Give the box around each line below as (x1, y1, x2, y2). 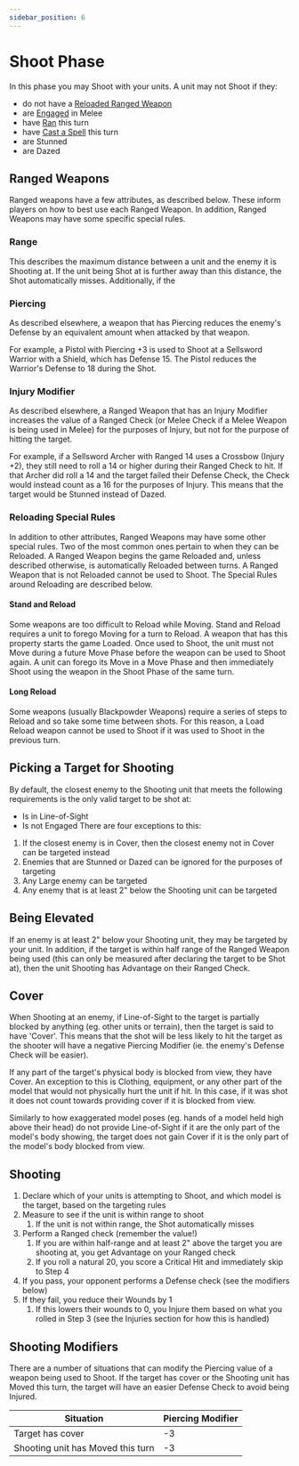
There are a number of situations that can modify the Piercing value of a (9, 1363, 273, 1373)
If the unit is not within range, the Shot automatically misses (35, 1219, 255, 1229)
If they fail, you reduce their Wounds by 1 (21, 1294, 173, 1305)
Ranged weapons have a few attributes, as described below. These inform (9, 195, 281, 206)
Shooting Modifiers (9, 1339, 118, 1354)
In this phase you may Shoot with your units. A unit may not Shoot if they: (9, 81, 278, 92)
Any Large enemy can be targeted (21, 875, 148, 886)
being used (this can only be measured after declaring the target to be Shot (9, 953, 286, 964)
